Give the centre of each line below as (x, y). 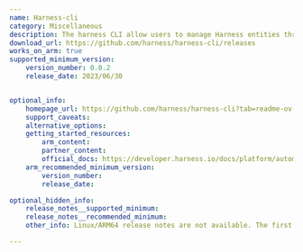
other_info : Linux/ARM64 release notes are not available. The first (159, 226)
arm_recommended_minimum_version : (90, 167)
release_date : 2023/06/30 (74, 76)
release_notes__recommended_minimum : (96, 217)
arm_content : (66, 142)
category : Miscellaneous (56, 26)
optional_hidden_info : (52, 200)
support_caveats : (58, 117)
